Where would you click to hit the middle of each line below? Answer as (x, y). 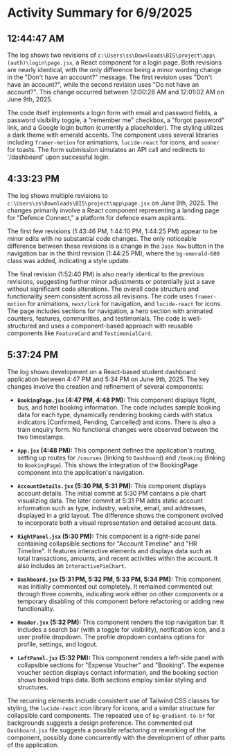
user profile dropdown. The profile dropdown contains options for (111, 637)
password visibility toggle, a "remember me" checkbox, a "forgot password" (116, 120)
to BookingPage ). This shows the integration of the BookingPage (108, 465)
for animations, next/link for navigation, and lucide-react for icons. (125, 303)
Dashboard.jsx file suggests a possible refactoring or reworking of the (107, 730)
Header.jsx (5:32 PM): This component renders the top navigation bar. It (121, 622)
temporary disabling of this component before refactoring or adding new (121, 601)
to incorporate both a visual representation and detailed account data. (117, 523)
